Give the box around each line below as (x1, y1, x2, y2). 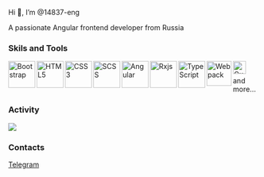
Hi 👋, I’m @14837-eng (8, 8, 80, 17)
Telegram (8, 160, 40, 169)
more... (233, 84, 256, 94)
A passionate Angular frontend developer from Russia (8, 23, 184, 32)
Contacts (8, 141, 45, 152)
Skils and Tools (8, 42, 68, 53)
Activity (8, 104, 40, 115)
